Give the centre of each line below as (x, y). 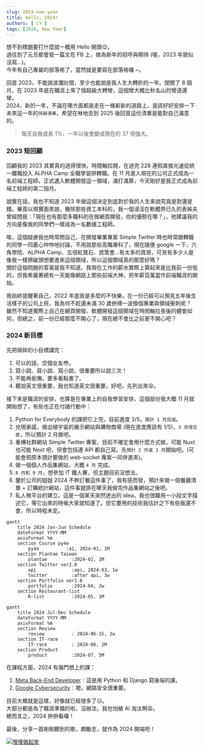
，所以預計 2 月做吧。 (47, 434)
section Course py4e (43, 543)
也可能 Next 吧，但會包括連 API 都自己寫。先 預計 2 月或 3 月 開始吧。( (102, 449)
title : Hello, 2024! (32, 18)
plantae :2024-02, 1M (66, 559)
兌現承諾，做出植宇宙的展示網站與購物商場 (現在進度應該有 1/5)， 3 (98, 427)
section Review (36, 628)
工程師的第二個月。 (35, 188)
